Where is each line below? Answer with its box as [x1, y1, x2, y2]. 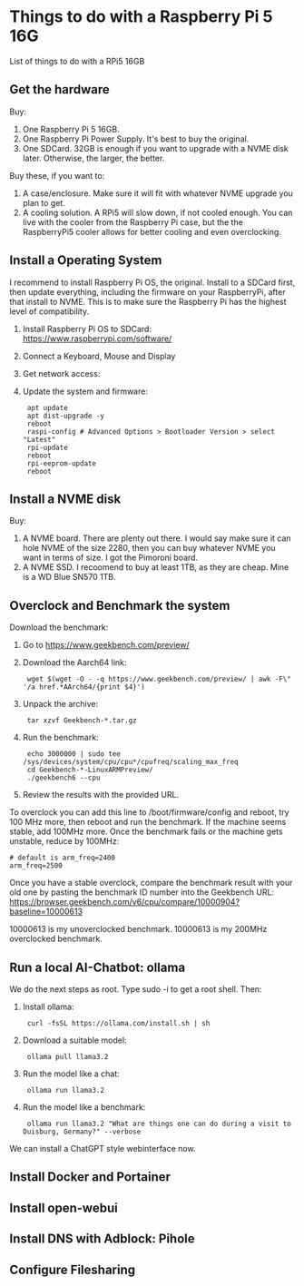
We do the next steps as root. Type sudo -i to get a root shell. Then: [9, 984, 262, 995]
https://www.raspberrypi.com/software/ [22, 333, 172, 344]
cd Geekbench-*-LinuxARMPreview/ [26, 765, 153, 775]
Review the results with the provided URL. [22, 790, 180, 800]
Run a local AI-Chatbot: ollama [9, 959, 186, 975]
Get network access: [22, 368, 101, 378]
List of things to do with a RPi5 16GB [9, 55, 145, 66]
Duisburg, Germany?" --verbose [22, 1127, 142, 1136]
